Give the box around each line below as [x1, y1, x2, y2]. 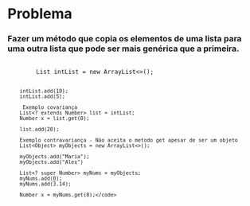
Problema [7, 5, 72, 23]
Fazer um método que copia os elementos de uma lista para [7, 33, 242, 45]
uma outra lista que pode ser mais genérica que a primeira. [7, 43, 240, 54]
